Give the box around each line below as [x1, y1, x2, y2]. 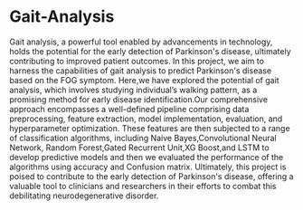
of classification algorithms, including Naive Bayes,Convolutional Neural [9, 132, 278, 143]
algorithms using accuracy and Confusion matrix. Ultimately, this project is [9, 161, 287, 172]
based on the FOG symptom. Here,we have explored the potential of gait [9, 74, 279, 85]
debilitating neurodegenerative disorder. [9, 190, 159, 201]
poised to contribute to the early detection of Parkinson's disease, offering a [9, 170, 294, 182]
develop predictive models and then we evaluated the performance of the [9, 151, 284, 162]
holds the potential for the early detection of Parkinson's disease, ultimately [9, 45, 291, 56]
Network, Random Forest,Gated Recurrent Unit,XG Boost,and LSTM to [9, 142, 270, 153]
